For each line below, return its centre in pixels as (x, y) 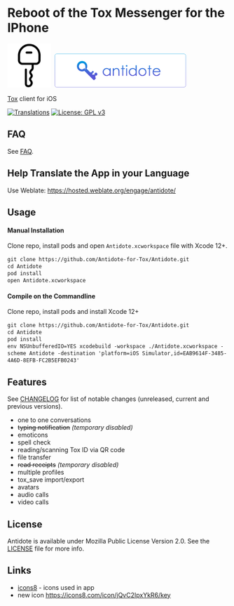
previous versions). (35, 407)
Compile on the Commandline (51, 296)
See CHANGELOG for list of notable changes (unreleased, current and (108, 399)
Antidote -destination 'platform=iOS (84, 354)
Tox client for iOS (32, 98)
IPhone (28, 28)
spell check (34, 442)
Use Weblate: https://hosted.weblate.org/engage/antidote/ (92, 190)
